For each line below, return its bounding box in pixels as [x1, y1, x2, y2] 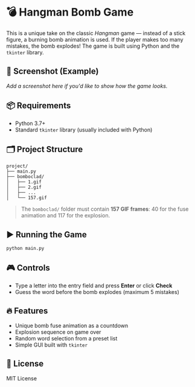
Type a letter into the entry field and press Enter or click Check [14, 282, 173, 289]
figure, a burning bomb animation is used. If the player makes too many [6, 36, 184, 43]
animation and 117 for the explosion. [21, 212, 110, 219]
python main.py [6, 246, 45, 252]
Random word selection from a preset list [14, 334, 118, 342]
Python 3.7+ [14, 120, 46, 127]
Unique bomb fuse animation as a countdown [14, 322, 129, 329]
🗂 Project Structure [6, 144, 83, 155]
